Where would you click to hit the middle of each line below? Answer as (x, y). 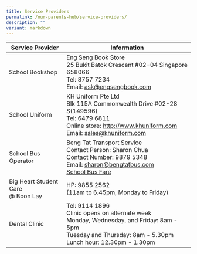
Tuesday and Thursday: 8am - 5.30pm (120, 235)
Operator (21, 161)
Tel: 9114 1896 (88, 206)
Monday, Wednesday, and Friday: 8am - (122, 221)
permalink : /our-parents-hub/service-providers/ (67, 17)
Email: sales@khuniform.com (106, 133)
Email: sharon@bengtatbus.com (110, 165)
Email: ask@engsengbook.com (109, 87)
